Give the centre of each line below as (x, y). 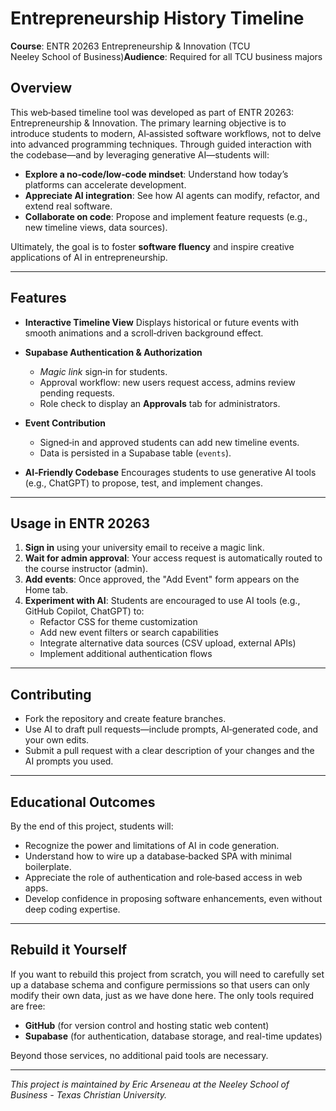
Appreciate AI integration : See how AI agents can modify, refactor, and (172, 195)
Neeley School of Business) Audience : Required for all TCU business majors (166, 56)
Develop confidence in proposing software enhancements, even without (173, 898)
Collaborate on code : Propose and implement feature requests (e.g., (166, 216)
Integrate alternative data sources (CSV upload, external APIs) (168, 643)
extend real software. (68, 206)
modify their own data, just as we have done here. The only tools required (162, 995)
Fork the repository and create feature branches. (125, 719)
